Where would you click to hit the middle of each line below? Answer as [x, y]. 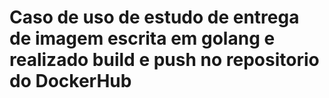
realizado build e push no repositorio [164, 60]
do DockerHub [70, 81]
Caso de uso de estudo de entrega [154, 17]
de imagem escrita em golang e [142, 38]
